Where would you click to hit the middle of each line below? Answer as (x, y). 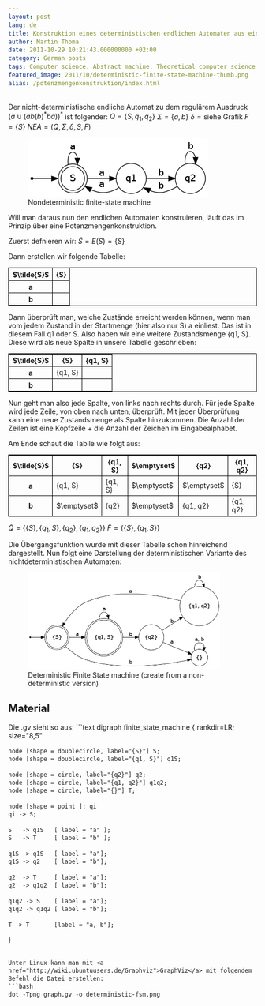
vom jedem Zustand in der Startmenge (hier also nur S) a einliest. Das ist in (130, 326)
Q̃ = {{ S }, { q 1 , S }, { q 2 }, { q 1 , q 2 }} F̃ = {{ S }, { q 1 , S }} (84, 529)
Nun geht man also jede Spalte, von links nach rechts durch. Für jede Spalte (131, 404)
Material (29, 708)
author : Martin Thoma (44, 42)
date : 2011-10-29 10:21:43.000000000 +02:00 (82, 50)
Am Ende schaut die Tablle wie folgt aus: (74, 444)
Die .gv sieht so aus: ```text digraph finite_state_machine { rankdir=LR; (121, 727)
